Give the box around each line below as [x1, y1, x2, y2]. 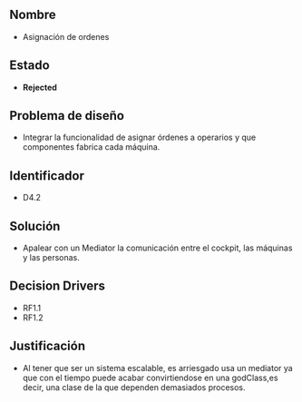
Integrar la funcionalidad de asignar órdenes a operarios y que [22, 132, 257, 143]
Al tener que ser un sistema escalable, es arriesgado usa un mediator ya [22, 362, 293, 373]
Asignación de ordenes [22, 31, 110, 42]
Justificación [9, 338, 86, 354]
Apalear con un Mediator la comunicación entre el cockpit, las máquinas [22, 242, 293, 253]
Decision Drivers [9, 279, 106, 294]
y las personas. [22, 252, 80, 263]
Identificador [9, 168, 84, 183]
